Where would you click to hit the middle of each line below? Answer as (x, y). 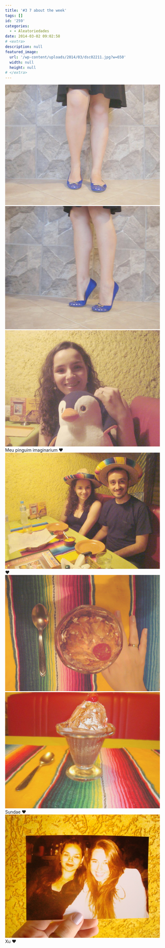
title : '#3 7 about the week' (36, 10)
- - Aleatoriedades (29, 31)
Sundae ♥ (16, 812)
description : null (24, 47)
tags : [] (14, 15)
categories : (17, 26)
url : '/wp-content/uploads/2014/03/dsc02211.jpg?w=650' (68, 57)
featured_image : (22, 52)
